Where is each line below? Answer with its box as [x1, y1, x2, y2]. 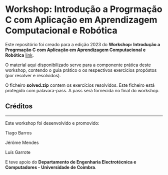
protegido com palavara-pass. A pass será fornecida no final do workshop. [5, 87, 160, 93]
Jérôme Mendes [5, 139, 39, 145]
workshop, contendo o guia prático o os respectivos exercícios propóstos [5, 67, 157, 73]
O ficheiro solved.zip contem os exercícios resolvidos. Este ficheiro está [5, 82, 155, 88]
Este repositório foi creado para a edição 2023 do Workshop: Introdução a [5, 41, 160, 47]
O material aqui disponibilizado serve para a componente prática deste [5, 62, 151, 68]
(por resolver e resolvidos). [5, 72, 61, 78]
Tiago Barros [5, 129, 32, 136]
